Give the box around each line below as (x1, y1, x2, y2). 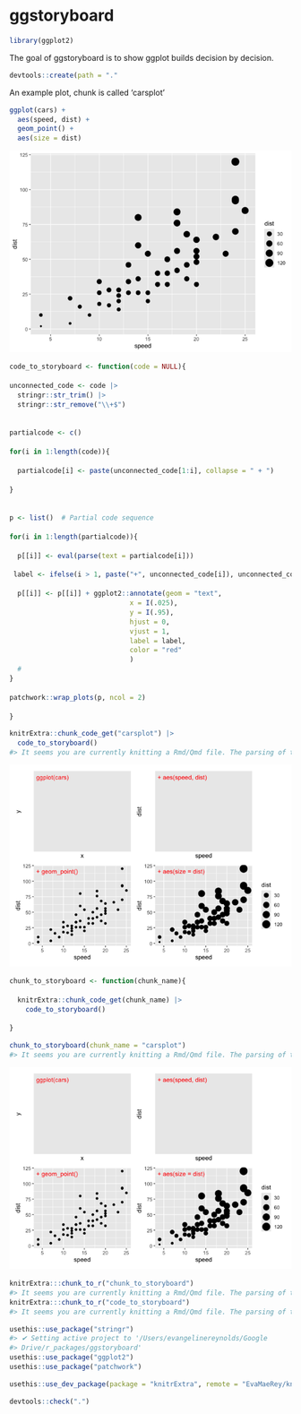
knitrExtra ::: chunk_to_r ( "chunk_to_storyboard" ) (9, 1279, 194, 1289)
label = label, (129, 636, 186, 645)
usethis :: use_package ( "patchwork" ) (9, 1363, 142, 1372)
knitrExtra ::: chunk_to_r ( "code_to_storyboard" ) (9, 1298, 191, 1306)
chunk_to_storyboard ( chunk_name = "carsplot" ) (9, 1041, 186, 1050)
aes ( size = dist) (17, 134, 82, 143)
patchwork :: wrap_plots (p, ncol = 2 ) (9, 693, 146, 702)
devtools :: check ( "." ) (9, 1397, 90, 1406)
